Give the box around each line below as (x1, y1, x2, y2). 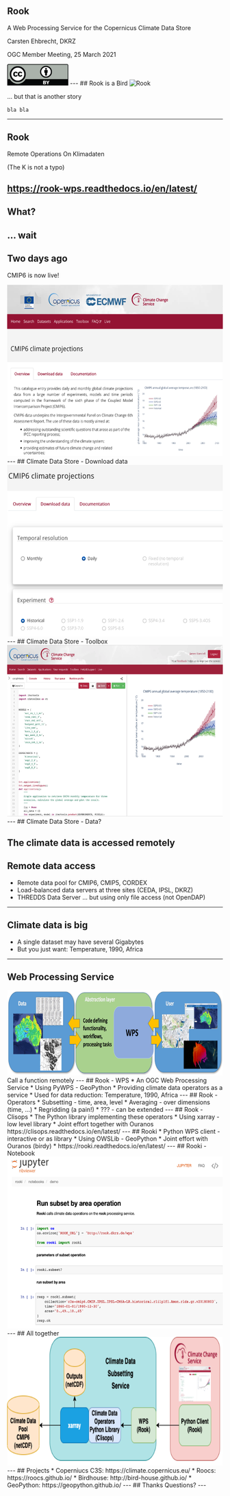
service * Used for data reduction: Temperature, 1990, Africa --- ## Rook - (7, 1091, 218, 1100)
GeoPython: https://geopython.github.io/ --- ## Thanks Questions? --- (7, 1481, 207, 1489)
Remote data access (7, 860, 96, 872)
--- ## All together (7, 1329, 60, 1338)
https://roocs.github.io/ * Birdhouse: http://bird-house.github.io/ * (7, 1474, 192, 1482)
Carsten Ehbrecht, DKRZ (7, 37, 77, 45)
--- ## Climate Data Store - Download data (7, 457, 128, 465)
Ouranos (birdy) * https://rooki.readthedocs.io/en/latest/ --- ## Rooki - (7, 1142, 207, 1150)
